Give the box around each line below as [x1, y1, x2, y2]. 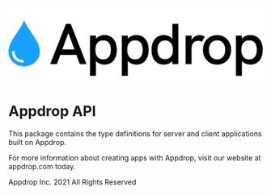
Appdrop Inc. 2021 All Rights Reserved [8, 177, 137, 187]
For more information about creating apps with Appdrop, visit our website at [8, 153, 261, 163]
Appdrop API [8, 102, 96, 121]
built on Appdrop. [8, 138, 67, 147]
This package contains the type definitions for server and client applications [8, 129, 262, 139]
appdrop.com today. [8, 162, 76, 172]
